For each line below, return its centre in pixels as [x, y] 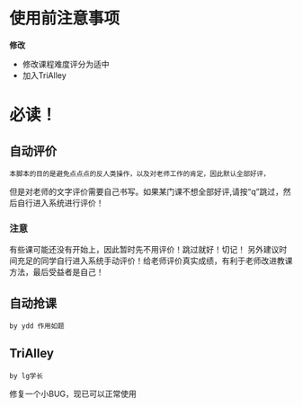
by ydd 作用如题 [37, 326]
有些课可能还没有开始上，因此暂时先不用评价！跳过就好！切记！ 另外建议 [144, 250]
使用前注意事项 [65, 18]
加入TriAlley [44, 75]
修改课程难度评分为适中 [66, 64]
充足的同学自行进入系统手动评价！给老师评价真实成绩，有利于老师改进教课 [155, 261]
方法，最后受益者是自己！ [57, 272]
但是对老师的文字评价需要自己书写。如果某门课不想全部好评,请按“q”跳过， [146, 191]
